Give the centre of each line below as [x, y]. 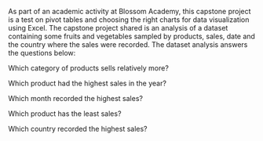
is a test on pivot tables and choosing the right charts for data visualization [129, 20]
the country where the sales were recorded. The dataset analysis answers [128, 45]
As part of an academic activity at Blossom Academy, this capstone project [130, 11]
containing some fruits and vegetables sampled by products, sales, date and [131, 36]
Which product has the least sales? [65, 114]
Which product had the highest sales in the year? [88, 83]
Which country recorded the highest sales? [78, 129]
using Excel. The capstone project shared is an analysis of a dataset [118, 28]
